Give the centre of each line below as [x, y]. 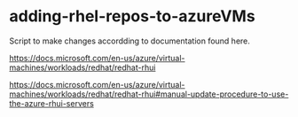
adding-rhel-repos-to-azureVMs [132, 16]
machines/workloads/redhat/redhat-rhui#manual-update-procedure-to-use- [149, 94]
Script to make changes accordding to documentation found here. [130, 41]
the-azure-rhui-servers [52, 103]
